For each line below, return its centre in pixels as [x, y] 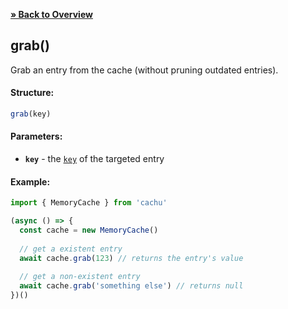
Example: [30, 181]
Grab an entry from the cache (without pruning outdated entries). [144, 70]
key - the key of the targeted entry [94, 159]
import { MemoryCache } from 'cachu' [89, 203]
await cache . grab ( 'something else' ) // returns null [131, 286]
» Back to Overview [51, 14]
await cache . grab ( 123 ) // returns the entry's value [131, 258]
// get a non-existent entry [80, 277]
